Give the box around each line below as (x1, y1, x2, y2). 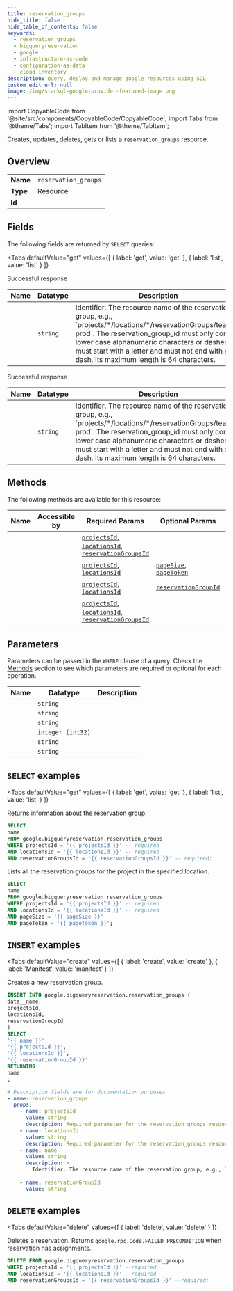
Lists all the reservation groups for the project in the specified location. (7, 867, 209, 876)
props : (13, 1101, 33, 1109)
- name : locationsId (19, 1127, 79, 1134)
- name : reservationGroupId (19, 1179, 101, 1186)
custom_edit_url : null (7, 81, 73, 88)
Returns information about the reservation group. (7, 809, 147, 818)
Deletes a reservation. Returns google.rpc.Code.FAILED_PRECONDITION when (7, 1237, 222, 1245)
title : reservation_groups (7, 10, 85, 17)
